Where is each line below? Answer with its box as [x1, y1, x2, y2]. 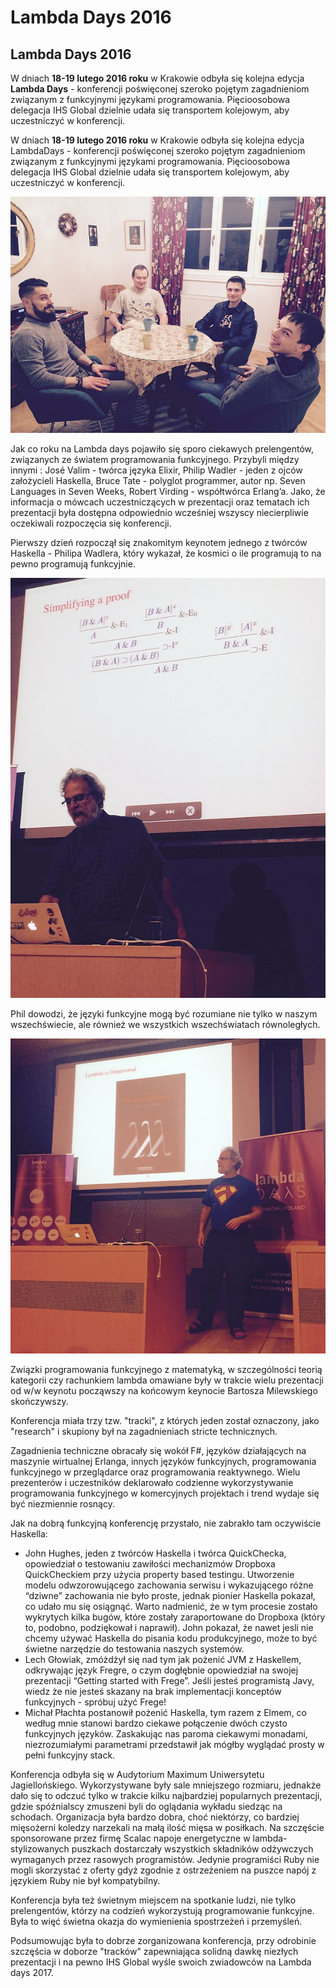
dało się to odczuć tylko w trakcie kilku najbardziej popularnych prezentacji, [10, 1790, 323, 1801]
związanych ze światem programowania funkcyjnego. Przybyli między [10, 454, 300, 465]
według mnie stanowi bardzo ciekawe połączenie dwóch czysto [24, 1717, 288, 1729]
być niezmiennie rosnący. [10, 1498, 115, 1510]
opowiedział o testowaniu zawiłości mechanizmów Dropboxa [24, 1558, 276, 1570]
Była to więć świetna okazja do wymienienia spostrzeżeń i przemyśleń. [10, 1916, 303, 1927]
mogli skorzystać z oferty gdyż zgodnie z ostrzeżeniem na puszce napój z [10, 1864, 317, 1876]
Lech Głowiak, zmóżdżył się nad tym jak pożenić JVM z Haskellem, [24, 1654, 302, 1665]
